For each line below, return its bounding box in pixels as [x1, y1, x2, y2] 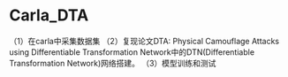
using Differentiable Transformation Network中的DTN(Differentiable [9, 46, 254, 58]
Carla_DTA [9, 5, 89, 26]
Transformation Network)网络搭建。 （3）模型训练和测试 [9, 58, 216, 68]
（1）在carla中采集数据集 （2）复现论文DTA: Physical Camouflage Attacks [9, 35, 280, 46]
